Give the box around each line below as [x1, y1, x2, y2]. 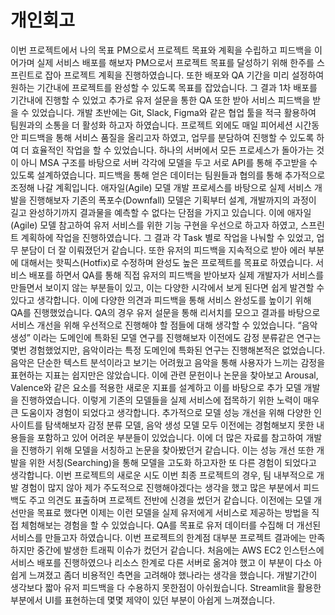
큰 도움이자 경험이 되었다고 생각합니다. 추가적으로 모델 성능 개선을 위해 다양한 [10, 406, 312, 418]
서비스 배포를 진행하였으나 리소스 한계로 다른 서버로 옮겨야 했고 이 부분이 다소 [10, 556, 312, 568]
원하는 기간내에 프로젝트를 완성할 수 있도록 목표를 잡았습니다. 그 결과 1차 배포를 [10, 81, 318, 93]
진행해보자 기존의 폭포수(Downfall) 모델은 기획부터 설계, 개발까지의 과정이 [28, 194, 317, 206]
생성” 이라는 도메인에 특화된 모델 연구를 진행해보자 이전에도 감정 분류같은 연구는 [10, 331, 322, 343]
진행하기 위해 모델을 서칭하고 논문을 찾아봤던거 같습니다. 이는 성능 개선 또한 [20, 444, 315, 456]
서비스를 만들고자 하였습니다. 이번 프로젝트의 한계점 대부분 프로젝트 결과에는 [10, 531, 307, 543]
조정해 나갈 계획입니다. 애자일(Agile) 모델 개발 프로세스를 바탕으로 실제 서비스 [10, 181, 313, 193]
